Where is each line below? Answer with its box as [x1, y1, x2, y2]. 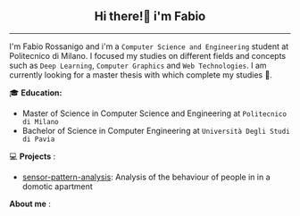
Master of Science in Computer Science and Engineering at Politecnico [21, 108, 287, 119]
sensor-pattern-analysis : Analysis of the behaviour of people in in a [21, 171, 271, 182]
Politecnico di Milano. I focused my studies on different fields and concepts [9, 50, 287, 61]
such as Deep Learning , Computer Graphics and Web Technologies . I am [9, 60, 267, 71]
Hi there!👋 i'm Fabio [94, 9, 206, 24]
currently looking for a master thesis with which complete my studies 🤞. [9, 69, 272, 80]
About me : [9, 198, 52, 209]
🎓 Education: [9, 87, 62, 98]
